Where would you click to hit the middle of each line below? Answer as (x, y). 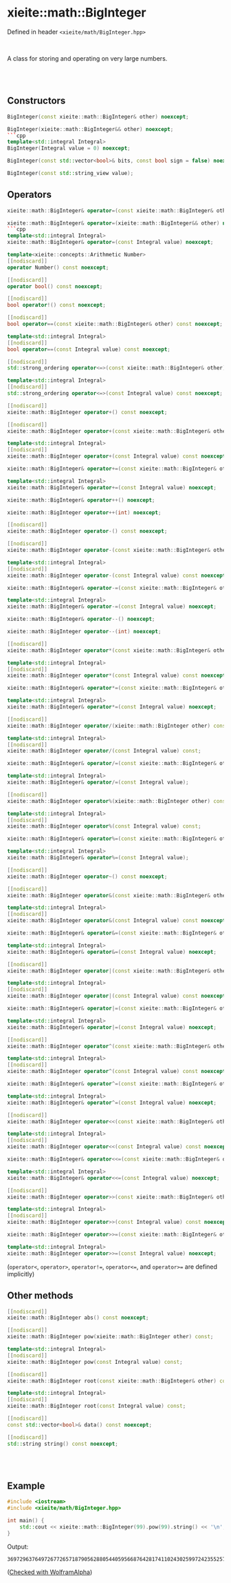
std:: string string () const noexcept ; (63, 1444)
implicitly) (21, 1274)
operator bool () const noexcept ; (55, 286)
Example (26, 1485)
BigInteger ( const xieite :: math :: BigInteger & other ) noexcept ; (98, 116)
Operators (30, 195)
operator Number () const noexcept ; (58, 267)
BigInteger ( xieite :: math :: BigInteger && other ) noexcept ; (90, 129)
